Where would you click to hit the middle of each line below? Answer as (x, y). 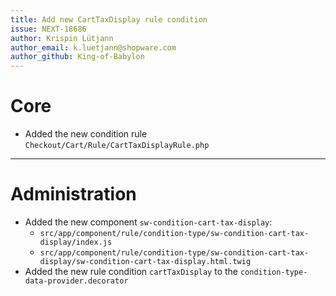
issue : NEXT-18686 (48, 29)
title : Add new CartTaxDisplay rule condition (109, 19)
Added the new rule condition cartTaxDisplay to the (131, 271)
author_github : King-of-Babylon (77, 57)
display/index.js (76, 242)
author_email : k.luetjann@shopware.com (93, 47)
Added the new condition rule (86, 134)
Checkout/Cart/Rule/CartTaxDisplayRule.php (117, 146)
